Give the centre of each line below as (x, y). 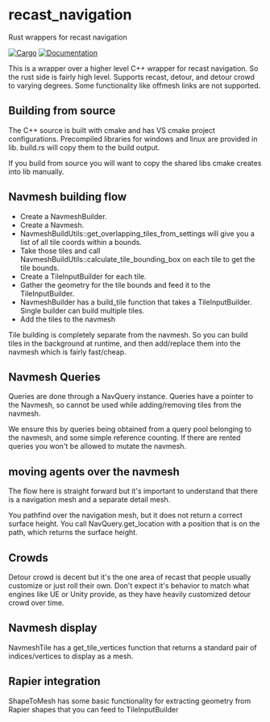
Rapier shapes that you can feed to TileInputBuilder (93, 709)
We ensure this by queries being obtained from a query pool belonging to (130, 429)
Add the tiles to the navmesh (67, 319)
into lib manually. (36, 172)
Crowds (28, 558)
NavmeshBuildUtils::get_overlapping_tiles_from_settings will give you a (137, 233)
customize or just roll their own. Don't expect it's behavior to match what (129, 585)
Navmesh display (53, 628)
